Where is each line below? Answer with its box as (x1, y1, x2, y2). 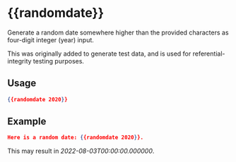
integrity (7, 56, 32, 65)
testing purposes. (33, 56, 85, 65)
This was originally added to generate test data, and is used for (7, 49, 191, 58)
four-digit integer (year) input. (7, 35, 94, 44)
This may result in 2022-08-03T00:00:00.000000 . (7, 147, 155, 156)
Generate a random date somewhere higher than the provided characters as (7, 28, 229, 37)
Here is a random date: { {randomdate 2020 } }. (7, 134, 143, 142)
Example (7, 116, 47, 127)
